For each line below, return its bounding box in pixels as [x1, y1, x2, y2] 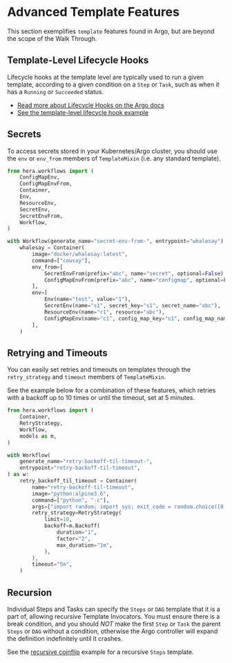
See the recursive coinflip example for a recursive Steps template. [7, 648, 195, 656]
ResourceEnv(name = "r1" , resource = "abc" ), [43, 309, 166, 316]
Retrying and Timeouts [7, 347, 108, 358]
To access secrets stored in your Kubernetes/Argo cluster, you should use [7, 147, 218, 155]
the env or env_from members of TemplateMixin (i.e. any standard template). [7, 154, 221, 163]
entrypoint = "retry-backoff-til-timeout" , [19, 464, 140, 471]
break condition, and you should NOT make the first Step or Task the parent [7, 619, 221, 628]
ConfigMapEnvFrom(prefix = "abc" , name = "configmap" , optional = [43, 276, 224, 284]
